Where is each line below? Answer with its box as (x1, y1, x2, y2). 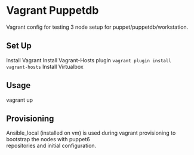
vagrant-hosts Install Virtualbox (6, 63, 84, 70)
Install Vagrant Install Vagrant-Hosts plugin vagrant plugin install (6, 56, 172, 63)
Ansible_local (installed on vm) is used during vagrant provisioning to (6, 129, 176, 136)
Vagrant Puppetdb (6, 4, 99, 17)
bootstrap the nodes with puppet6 (6, 136, 91, 143)
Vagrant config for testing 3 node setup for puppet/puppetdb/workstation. (6, 23, 189, 31)
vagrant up (6, 96, 33, 104)
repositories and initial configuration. (6, 142, 97, 150)
